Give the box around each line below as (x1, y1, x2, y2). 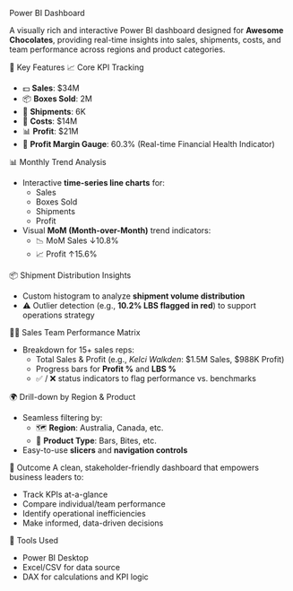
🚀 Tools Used (9, 535, 59, 545)
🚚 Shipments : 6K (22, 107, 87, 117)
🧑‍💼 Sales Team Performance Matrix (9, 327, 141, 337)
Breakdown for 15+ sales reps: (22, 344, 134, 355)
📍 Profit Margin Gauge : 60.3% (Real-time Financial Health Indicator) (22, 139, 275, 149)
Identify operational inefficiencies (22, 508, 146, 518)
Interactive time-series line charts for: (22, 178, 166, 187)
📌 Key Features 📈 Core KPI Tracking (9, 62, 145, 73)
